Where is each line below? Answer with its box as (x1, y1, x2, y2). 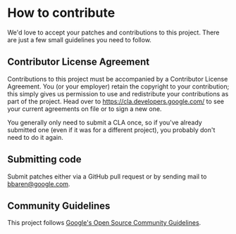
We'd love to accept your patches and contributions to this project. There (7, 28, 220, 37)
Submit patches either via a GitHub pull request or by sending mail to (7, 172, 207, 181)
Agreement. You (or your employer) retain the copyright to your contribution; (7, 82, 230, 91)
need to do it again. (7, 133, 63, 141)
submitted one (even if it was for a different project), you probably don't (7, 125, 216, 134)
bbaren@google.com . (7, 179, 70, 188)
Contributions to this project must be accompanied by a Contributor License (7, 74, 228, 83)
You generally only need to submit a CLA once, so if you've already (7, 118, 202, 126)
